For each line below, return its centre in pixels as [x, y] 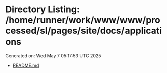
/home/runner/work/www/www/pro [83, 20]
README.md [26, 65]
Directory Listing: [43, 9]
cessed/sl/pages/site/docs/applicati [84, 31]
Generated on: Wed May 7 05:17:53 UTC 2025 [53, 56]
